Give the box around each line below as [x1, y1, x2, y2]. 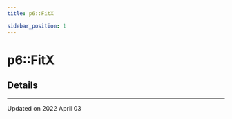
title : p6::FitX [7, 10, 54, 17]
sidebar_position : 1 [7, 22, 67, 30]
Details [7, 80, 38, 91]
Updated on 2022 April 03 [7, 104, 81, 112]
